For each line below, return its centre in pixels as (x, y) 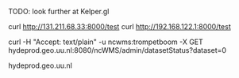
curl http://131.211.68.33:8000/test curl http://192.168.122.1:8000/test (120, 26)
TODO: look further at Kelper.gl (59, 11)
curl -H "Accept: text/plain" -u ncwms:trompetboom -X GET (106, 42)
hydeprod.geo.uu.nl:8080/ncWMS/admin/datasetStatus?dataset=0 (118, 50)
